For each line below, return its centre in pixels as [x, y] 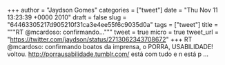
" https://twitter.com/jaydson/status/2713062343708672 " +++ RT [100, 39]
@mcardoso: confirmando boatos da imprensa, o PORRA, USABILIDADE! [110, 47]
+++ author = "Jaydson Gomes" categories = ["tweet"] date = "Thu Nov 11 [112, 10]
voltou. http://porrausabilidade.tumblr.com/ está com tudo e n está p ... [108, 54]
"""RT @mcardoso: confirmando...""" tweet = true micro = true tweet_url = [113, 32]
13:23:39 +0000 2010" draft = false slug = [67, 17]
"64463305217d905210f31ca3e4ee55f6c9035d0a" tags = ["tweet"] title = [113, 25]
